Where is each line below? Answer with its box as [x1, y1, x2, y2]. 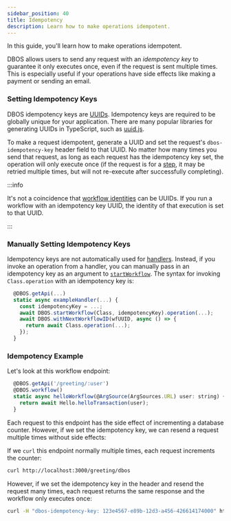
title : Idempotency [7, 17, 63, 23]
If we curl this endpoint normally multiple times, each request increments [7, 446, 215, 455]
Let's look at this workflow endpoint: [7, 367, 111, 376]
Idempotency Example [7, 351, 84, 360]
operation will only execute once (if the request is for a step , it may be [7, 160, 205, 168]
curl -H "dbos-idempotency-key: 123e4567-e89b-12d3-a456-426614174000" [7, 507, 217, 514]
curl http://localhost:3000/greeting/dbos [7, 467, 131, 474]
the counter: [7, 453, 42, 462]
